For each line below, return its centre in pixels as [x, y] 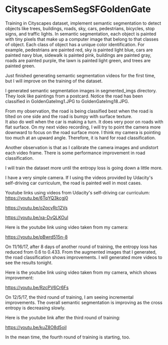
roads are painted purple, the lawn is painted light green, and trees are [78, 60]
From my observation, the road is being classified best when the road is [79, 111]
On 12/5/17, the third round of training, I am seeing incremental [69, 297]
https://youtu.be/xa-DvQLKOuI [37, 217]
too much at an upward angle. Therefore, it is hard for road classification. [81, 138]
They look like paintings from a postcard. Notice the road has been [74, 96]
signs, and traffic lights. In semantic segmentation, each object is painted [81, 34]
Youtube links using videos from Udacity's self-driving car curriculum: [78, 192]
